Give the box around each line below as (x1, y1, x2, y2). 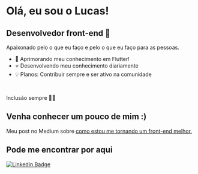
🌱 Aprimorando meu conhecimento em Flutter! (14, 56, 130, 62)
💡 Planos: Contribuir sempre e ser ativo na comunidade (14, 71, 152, 78)
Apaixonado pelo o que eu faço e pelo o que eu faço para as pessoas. (6, 44, 180, 51)
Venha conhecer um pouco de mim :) (6, 112, 147, 122)
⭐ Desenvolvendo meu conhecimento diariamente (14, 62, 139, 69)
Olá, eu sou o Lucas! (6, 4, 109, 18)
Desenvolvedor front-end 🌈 (6, 28, 111, 38)
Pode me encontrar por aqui (6, 145, 113, 155)
